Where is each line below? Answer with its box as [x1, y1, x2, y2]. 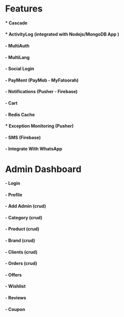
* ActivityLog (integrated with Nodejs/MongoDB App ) [5, 31, 120, 38]
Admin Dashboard [5, 163, 82, 175]
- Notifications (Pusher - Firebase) [5, 89, 78, 95]
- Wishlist [5, 283, 26, 289]
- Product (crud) [5, 226, 40, 232]
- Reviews [5, 295, 26, 301]
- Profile [5, 191, 22, 198]
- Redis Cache [5, 111, 35, 118]
